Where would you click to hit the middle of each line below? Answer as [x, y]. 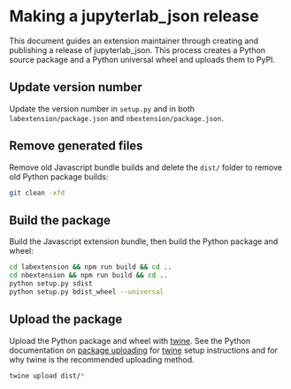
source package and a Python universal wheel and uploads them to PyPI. [142, 59]
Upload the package [66, 320]
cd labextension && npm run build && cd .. [91, 267]
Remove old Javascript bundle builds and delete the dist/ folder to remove [146, 167]
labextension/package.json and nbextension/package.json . [116, 118]
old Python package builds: [59, 176]
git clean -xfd [37, 193]
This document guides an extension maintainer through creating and [134, 41]
